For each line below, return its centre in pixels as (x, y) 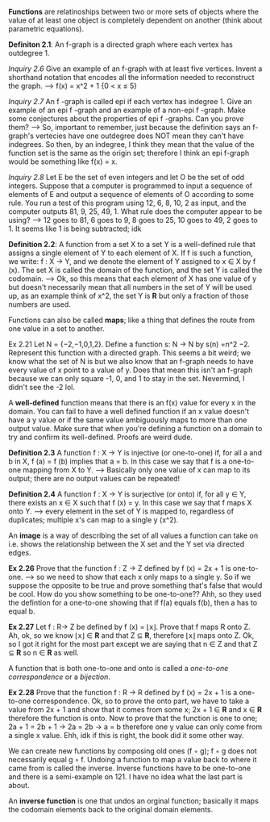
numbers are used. (39, 304)
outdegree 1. (29, 53)
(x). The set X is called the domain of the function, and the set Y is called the (135, 270)
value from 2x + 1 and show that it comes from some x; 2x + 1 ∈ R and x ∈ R (135, 709)
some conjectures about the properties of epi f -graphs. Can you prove (126, 119)
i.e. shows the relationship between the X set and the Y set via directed (127, 544)
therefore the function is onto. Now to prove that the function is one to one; (133, 718)
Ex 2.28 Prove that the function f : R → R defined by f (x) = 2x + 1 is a (123, 692)
